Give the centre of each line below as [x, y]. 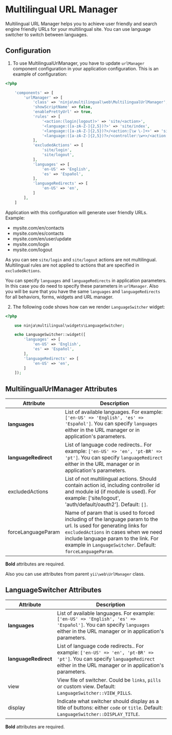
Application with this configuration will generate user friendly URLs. [76, 212]
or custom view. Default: [86, 686]
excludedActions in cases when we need [113, 532]
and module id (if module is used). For [110, 492]
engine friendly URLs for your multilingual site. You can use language [78, 29]
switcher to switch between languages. [47, 34]
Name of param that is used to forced [110, 513]
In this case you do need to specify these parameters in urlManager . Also [82, 286]
